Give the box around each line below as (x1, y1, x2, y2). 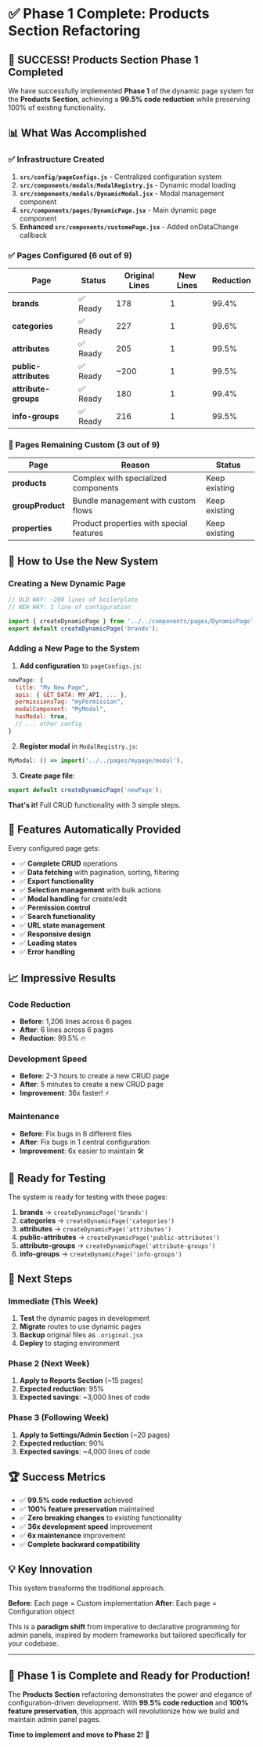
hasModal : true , (15, 713, 68, 720)
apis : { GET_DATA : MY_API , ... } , (15, 691, 128, 698)
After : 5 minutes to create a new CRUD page (19, 1080, 164, 1089)
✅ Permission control (19, 903, 91, 913)
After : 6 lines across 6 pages (19, 1025, 113, 1034)
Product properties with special (72, 518, 188, 529)
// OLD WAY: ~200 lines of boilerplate (8, 596, 139, 604)
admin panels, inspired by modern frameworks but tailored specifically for (8, 1630, 247, 1640)
